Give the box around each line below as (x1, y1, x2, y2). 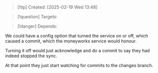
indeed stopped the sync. (5, 53, 57, 59)
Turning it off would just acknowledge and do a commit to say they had (5, 48, 150, 53)
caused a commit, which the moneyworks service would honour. (5, 38, 137, 44)
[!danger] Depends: (17, 23, 57, 29)
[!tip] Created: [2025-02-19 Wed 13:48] (17, 4, 98, 10)
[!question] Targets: (17, 14, 58, 19)
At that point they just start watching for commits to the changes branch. (5, 63, 154, 68)
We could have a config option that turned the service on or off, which (5, 33, 149, 38)
